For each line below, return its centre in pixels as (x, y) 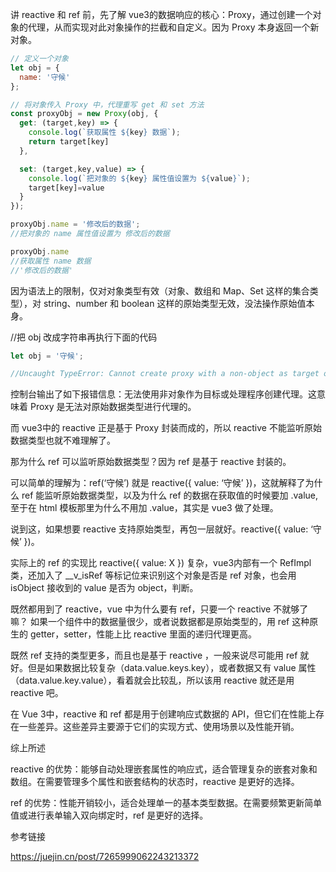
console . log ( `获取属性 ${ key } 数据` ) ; (104, 133)
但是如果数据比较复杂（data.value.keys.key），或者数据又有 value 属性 (172, 668)
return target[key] (69, 142)
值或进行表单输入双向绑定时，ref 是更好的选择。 (109, 815)
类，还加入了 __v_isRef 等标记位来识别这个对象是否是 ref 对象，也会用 (153, 575)
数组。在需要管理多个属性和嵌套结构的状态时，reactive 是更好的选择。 (155, 782)
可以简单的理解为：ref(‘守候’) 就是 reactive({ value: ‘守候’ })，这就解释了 (158, 483)
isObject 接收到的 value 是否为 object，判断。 (104, 588)
